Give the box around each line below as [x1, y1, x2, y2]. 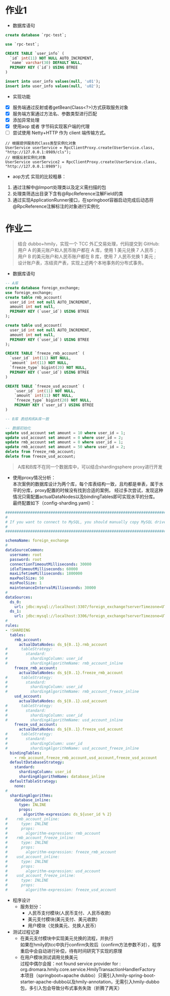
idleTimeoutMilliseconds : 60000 [10, 567, 78, 572]
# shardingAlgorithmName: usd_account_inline [5, 717, 123, 722]
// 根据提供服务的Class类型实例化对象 [5, 141, 76, 146]
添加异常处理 [12, 117, 39, 123]
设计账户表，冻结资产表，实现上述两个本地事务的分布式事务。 [17, 260, 147, 266]
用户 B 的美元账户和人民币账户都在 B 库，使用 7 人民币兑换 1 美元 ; [17, 253, 156, 259]
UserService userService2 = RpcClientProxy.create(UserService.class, [5, 159, 157, 165]
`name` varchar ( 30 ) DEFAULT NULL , [10, 60, 82, 65]
